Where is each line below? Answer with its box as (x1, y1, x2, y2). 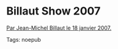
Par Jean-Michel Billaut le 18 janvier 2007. (6, 24, 112, 31)
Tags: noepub (6, 36, 42, 43)
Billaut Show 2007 (6, 4, 101, 18)
